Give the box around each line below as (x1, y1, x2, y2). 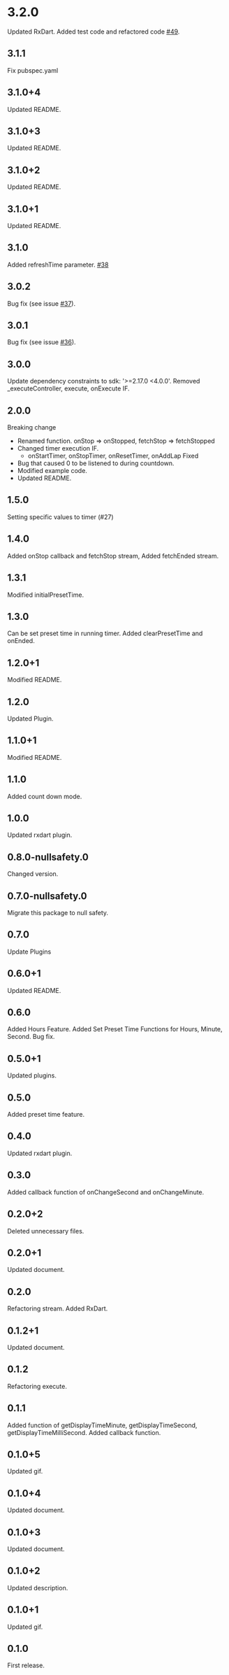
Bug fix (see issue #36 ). (7, 338, 76, 346)
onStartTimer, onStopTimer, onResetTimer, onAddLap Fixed (27, 452, 199, 460)
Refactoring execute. (7, 1382, 68, 1390)
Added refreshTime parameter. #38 (7, 260, 109, 269)
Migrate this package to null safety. (7, 909, 109, 917)
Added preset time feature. (7, 1110, 85, 1119)
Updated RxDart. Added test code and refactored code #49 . (7, 27, 180, 36)
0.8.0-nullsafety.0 (7, 851, 89, 863)
